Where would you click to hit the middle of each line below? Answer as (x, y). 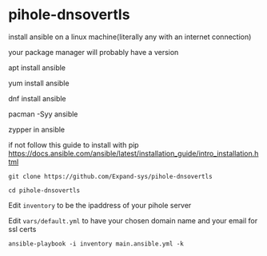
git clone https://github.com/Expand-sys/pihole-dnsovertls (111, 176)
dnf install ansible (37, 98)
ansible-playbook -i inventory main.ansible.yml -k (96, 244)
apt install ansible (37, 67)
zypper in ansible (37, 129)
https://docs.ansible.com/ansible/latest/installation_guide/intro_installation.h (133, 153)
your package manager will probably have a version (94, 52)
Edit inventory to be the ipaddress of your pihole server (100, 205)
